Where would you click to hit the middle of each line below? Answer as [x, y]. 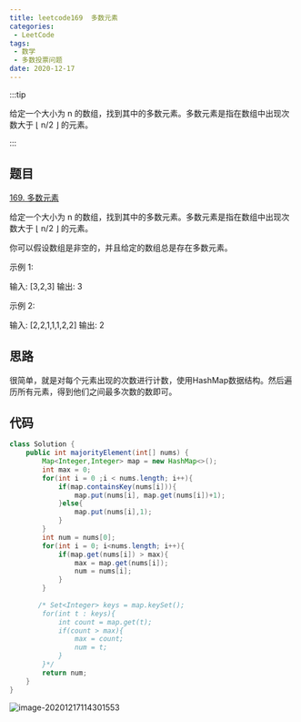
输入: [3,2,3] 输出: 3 [46, 286]
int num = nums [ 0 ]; [79, 537]
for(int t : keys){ [79, 614]
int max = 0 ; [67, 470]
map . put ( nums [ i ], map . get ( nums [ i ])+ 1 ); [150, 495]
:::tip [18, 94]
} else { [70, 503]
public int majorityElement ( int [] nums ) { [107, 453]
